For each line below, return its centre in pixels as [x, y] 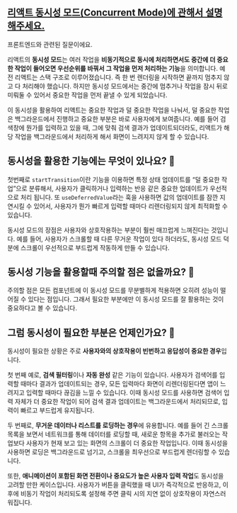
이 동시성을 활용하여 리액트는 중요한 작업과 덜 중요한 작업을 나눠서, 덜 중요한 [112, 110]
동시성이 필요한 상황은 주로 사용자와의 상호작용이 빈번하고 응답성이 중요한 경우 [114, 351]
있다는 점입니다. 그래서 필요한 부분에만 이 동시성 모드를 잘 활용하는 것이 [126, 299]
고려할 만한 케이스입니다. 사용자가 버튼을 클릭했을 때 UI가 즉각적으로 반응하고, [114, 485]
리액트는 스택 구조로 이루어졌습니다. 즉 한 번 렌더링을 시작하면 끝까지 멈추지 [118, 77]
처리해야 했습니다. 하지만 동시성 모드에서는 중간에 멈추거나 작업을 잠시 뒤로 [125, 86]
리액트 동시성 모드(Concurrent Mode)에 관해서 [105, 13]
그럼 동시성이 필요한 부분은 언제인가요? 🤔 [91, 333]
